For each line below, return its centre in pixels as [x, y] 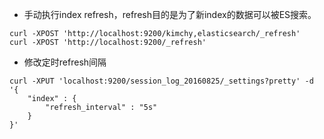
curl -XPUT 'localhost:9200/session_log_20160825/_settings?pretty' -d [161, 81]
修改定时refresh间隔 [65, 62]
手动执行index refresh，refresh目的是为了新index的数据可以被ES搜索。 [170, 14]
